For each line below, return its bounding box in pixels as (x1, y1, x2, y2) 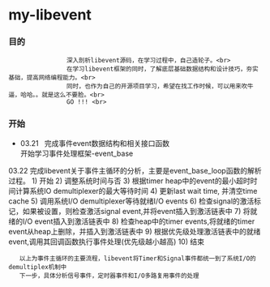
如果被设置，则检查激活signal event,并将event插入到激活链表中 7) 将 (22, 206, 251, 216)
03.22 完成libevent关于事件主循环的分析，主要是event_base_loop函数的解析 (8, 165, 262, 175)
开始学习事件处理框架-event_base (19, 148, 134, 158)
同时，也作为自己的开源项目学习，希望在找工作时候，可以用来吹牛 (66, 83, 254, 91)
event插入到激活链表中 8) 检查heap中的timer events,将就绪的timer (34, 216, 255, 226)
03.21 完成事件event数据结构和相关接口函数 (19, 138, 170, 148)
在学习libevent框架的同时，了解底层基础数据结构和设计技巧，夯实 (66, 65, 259, 74)
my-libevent (8, 6, 92, 24)
